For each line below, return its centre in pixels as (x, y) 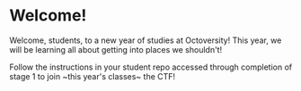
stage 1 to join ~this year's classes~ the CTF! (93, 76)
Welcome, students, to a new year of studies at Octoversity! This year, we (146, 40)
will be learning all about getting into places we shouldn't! (116, 49)
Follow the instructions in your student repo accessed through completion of (151, 67)
